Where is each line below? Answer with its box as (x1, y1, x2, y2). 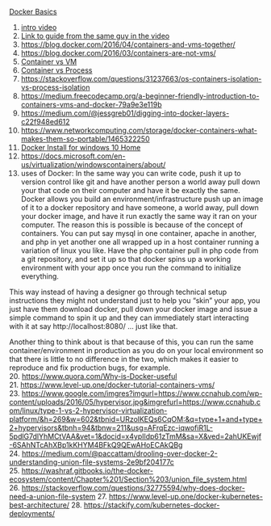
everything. (20, 271, 60, 281)
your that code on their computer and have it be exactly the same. (20, 186, 240, 195)
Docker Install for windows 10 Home (20, 143, 141, 152)
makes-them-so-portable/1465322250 (20, 134, 150, 144)
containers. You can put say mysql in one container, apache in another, (20, 229, 257, 238)
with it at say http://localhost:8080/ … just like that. (9, 322, 178, 330)
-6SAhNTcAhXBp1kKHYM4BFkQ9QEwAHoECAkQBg (9, 440, 183, 449)
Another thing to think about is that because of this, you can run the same (9, 337, 254, 347)
